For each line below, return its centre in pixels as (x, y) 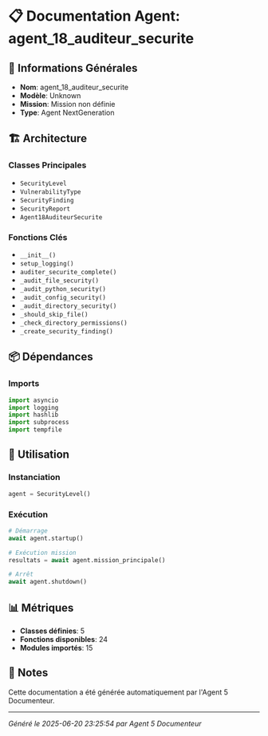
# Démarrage (28, 531)
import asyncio (33, 400)
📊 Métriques (41, 608)
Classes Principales (47, 165)
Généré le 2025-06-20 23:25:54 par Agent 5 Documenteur (105, 723)
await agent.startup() (46, 538)
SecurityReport (45, 209)
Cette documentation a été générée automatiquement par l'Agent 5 (118, 692)
